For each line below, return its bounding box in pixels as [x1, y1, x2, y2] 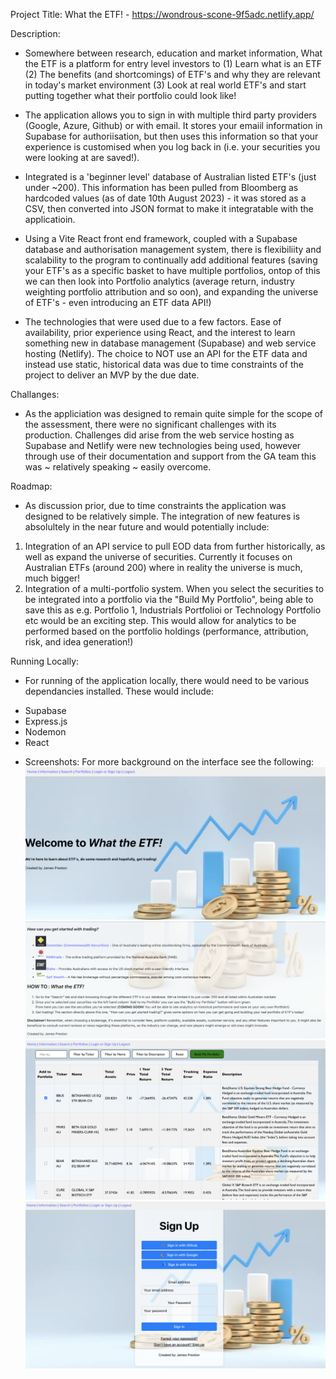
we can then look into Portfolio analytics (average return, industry [24, 275, 295, 287]
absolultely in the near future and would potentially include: [24, 521, 270, 533]
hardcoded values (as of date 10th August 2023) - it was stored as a [24, 192, 307, 204]
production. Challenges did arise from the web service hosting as [24, 429, 295, 441]
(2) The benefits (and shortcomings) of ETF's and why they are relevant [24, 69, 321, 80]
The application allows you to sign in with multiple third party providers [24, 109, 318, 121]
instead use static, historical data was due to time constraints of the [24, 359, 304, 370]
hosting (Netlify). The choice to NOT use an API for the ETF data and [24, 348, 308, 359]
